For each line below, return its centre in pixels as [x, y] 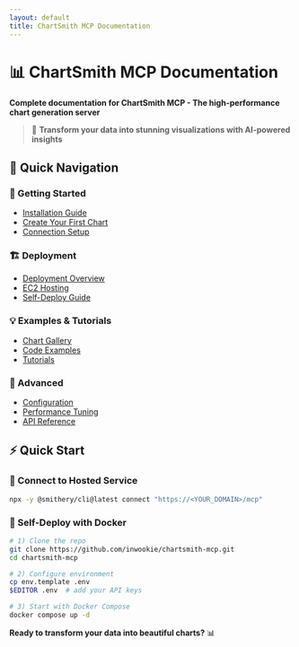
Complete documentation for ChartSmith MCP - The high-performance [145, 103]
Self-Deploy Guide [57, 298]
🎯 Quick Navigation [64, 167]
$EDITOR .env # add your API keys [76, 590]
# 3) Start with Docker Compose [70, 607]
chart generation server [55, 112]
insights [47, 139]
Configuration [48, 402]
